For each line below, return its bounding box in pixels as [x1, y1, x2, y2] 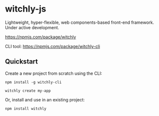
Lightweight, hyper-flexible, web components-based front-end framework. [5, 19, 154, 25]
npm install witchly [5, 106, 47, 111]
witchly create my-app [5, 88, 51, 93]
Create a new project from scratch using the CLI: [5, 70, 103, 76]
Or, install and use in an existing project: [5, 97, 85, 102]
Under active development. [5, 24, 60, 30]
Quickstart [5, 57, 38, 66]
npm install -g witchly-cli [5, 80, 62, 84]
